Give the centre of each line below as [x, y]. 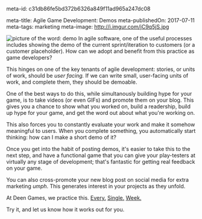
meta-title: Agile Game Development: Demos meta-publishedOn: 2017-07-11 [100, 20]
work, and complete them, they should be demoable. [72, 82]
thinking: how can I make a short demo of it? [61, 137]
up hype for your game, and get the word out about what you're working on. [101, 113]
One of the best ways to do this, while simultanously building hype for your [99, 94]
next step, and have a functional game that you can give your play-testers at [101, 155]
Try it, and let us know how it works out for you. [65, 209]
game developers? [29, 57]
